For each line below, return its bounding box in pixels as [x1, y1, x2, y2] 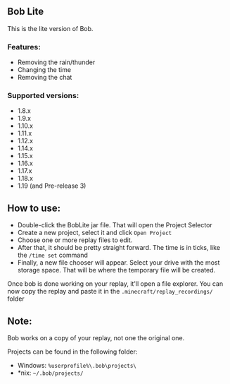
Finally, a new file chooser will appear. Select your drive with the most [17, 258, 220, 267]
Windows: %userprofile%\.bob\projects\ [17, 361, 137, 370]
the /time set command [17, 251, 88, 260]
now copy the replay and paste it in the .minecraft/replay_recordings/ [7, 287, 213, 296]
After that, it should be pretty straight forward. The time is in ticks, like [17, 244, 220, 252]
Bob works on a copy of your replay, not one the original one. [7, 334, 185, 342]
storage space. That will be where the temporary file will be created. [17, 266, 216, 275]
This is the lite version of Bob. [7, 24, 94, 32]
